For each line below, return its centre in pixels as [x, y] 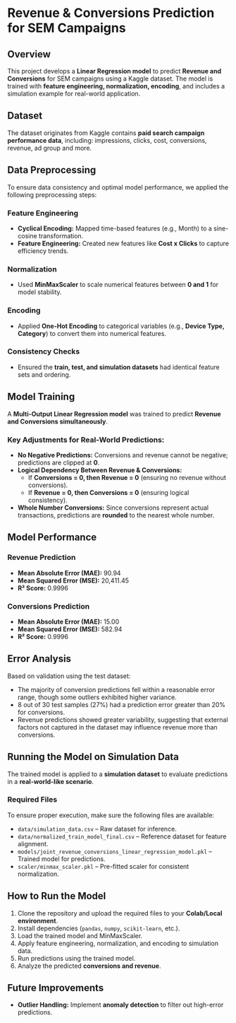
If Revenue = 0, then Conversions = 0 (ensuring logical [108, 492]
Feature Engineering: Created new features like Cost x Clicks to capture [123, 243]
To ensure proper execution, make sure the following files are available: [111, 815]
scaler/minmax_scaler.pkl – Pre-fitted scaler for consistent [103, 866]
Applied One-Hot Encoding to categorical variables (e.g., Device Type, [121, 326]
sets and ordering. [44, 374]
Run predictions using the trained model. [76, 958]
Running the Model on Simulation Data [93, 757]
